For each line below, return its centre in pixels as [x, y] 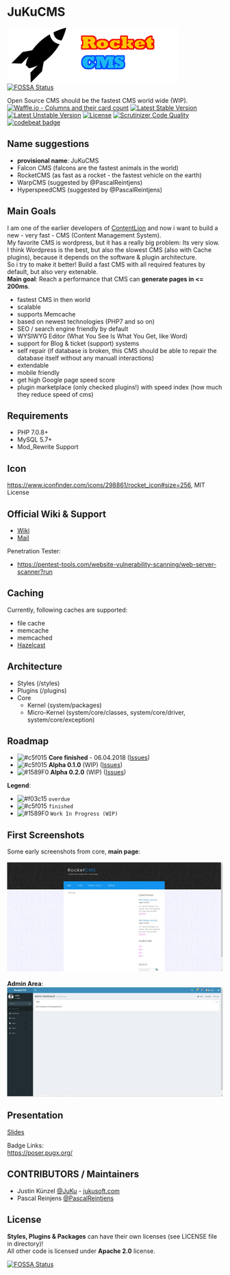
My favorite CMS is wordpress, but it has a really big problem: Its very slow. [114, 242]
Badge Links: [25, 1145]
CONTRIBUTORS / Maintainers [73, 1174]
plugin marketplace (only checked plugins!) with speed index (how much [119, 387]
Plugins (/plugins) [42, 690]
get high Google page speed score [66, 380]
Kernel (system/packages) [64, 705]
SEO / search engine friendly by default [73, 329]
